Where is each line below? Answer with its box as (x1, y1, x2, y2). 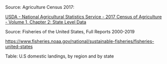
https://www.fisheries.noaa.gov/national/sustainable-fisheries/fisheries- (5, 38, 154, 44)
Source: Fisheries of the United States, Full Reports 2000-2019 (5, 29, 135, 34)
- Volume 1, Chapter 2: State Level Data (5, 19, 87, 25)
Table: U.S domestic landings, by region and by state (5, 53, 114, 59)
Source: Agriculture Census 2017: (5, 4, 74, 10)
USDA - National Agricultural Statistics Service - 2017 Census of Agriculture (5, 14, 162, 19)
